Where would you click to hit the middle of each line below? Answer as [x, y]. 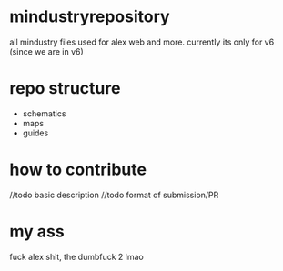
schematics [44, 113]
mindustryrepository [90, 17]
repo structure [65, 89]
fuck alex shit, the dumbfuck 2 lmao [76, 256]
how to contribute [78, 170]
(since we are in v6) [46, 51]
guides [35, 133]
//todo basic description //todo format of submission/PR [114, 195]
